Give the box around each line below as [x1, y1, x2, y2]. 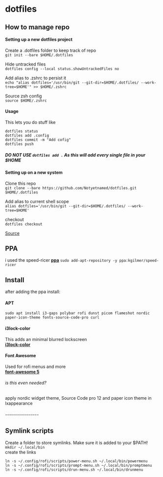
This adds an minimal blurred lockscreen [5, 336, 87, 342]
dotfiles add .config [5, 133, 49, 138]
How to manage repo [5, 23, 70, 31]
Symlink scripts [5, 427, 54, 435]
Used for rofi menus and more [5, 363, 66, 369]
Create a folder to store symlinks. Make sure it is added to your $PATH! [5, 439, 148, 446]
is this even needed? [5, 380, 47, 386]
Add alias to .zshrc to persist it [5, 75, 67, 81]
